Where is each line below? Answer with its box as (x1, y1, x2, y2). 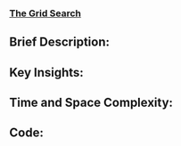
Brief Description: (9, 35, 110, 50)
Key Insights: (9, 65, 85, 80)
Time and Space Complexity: (9, 95, 174, 110)
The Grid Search (9, 7, 82, 20)
